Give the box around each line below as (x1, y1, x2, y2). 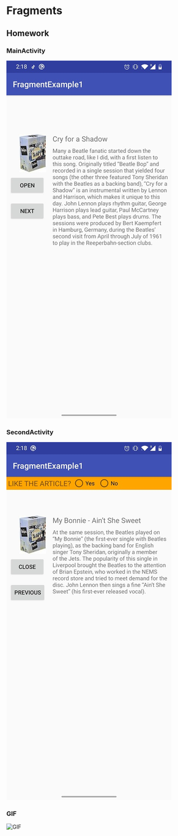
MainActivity (6, 46, 46, 55)
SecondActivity (6, 427, 54, 436)
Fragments (6, 4, 63, 18)
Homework (6, 28, 50, 39)
